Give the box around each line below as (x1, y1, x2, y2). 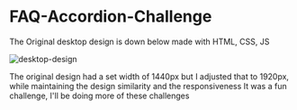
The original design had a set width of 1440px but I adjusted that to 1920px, (9, 70, 290, 82)
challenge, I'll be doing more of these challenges (9, 90, 190, 101)
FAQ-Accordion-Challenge (9, 6, 212, 27)
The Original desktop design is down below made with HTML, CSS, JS (9, 36, 270, 47)
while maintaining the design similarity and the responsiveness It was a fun (9, 80, 287, 91)
